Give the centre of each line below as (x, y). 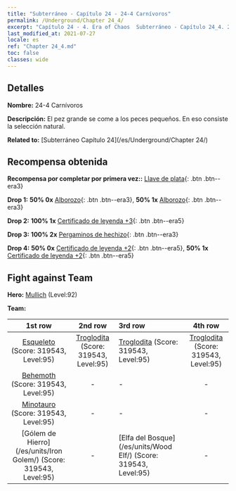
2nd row (93, 326)
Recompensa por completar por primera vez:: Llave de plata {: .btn (105, 179)
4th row (206, 326)
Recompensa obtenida (58, 161)
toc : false (23, 53)
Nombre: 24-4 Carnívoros (45, 105)
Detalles (26, 88)
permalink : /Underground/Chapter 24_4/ (66, 20)
